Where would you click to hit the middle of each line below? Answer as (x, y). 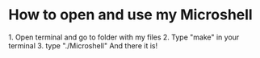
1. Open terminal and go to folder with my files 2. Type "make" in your (124, 37)
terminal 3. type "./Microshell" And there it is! (83, 45)
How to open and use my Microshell (130, 15)
